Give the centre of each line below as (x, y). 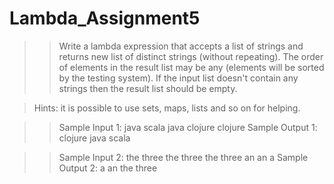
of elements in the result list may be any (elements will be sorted (191, 67)
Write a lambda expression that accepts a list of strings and (181, 46)
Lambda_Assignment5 (105, 18)
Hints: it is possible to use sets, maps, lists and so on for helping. (167, 108)
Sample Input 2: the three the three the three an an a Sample (183, 157)
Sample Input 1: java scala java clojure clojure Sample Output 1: (188, 127)
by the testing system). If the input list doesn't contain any (178, 78)
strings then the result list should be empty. (148, 88)
